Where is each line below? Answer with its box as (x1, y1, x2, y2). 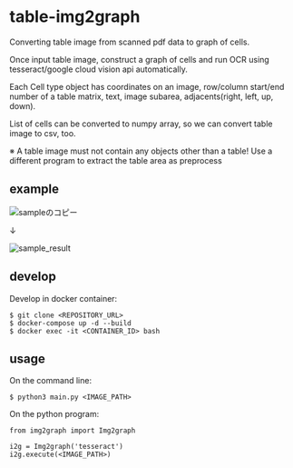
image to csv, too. (9, 127, 76, 138)
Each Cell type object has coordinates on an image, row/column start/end (9, 81, 285, 92)
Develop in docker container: (9, 293, 118, 304)
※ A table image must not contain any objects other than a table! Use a (9, 145, 273, 156)
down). (9, 100, 36, 111)
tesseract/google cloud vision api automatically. (9, 64, 188, 75)
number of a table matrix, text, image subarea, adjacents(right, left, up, (9, 91, 274, 102)
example (9, 182, 60, 197)
